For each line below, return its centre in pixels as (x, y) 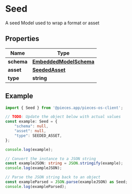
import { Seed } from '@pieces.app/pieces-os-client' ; (64, 108)
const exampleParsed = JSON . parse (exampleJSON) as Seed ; (67, 182)
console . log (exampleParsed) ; (36, 186)
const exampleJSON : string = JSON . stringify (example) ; (64, 163)
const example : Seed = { (31, 122)
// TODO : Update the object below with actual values (63, 117)
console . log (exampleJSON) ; (34, 168)
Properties (22, 39)
